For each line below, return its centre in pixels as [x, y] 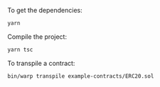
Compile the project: [37, 36]
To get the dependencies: [45, 10]
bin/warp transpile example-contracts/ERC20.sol [81, 76]
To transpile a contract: [41, 63]
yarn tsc [20, 50]
